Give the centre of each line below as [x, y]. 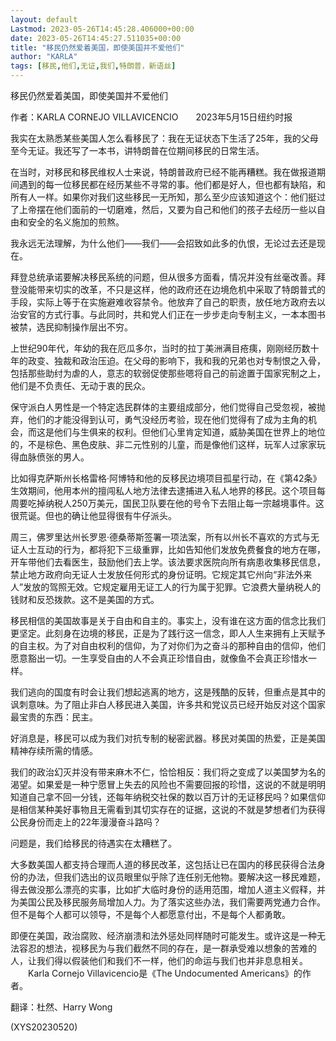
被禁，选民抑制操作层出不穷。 [71, 327]
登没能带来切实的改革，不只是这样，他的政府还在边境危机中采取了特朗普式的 [168, 289]
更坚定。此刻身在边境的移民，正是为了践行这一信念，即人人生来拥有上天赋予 [168, 633]
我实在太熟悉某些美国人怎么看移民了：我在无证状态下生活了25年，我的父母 [164, 138]
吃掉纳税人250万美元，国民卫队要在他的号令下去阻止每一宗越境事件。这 [176, 503]
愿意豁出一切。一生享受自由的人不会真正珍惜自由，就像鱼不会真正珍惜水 [159, 658]
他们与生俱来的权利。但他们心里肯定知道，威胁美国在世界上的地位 [189, 432]
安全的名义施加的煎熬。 [76, 222]
